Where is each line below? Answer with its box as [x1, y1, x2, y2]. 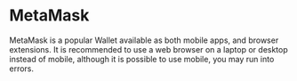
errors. [9, 63, 34, 74]
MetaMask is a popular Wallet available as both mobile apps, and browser [9, 35, 279, 45]
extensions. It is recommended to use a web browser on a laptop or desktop [9, 44, 289, 54]
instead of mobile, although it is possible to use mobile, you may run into [9, 53, 275, 64]
